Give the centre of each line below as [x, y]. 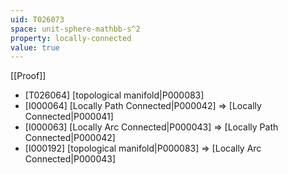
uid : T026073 [37, 19]
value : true [35, 47]
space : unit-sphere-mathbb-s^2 [75, 29]
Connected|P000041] [69, 117]
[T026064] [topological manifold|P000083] [114, 95]
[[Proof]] [28, 76]
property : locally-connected [71, 38]
